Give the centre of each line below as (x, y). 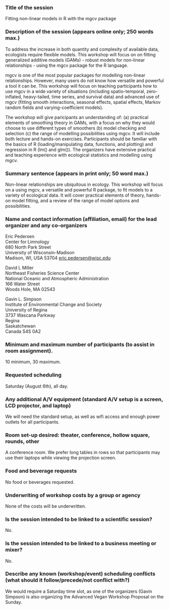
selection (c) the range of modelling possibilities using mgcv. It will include (82, 133)
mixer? (14, 550)
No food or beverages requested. (40, 482)
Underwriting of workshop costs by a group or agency (73, 495)
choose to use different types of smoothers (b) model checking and (76, 128)
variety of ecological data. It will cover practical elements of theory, (75, 195)
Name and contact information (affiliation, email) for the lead (81, 219)
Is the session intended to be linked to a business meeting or (81, 544)
